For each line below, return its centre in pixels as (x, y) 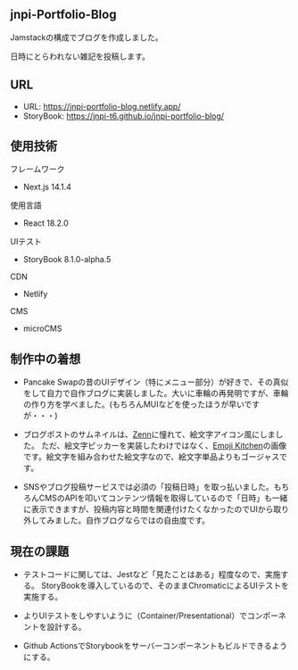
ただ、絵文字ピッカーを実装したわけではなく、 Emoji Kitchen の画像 (164, 446)
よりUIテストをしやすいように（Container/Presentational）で (135, 616)
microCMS (42, 328)
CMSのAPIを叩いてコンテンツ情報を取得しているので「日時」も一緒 (163, 498)
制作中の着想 (46, 359)
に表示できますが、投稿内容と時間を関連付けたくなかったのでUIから (148, 509)
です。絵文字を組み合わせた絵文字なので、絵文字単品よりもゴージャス (151, 457)
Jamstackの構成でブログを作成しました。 (87, 37)
